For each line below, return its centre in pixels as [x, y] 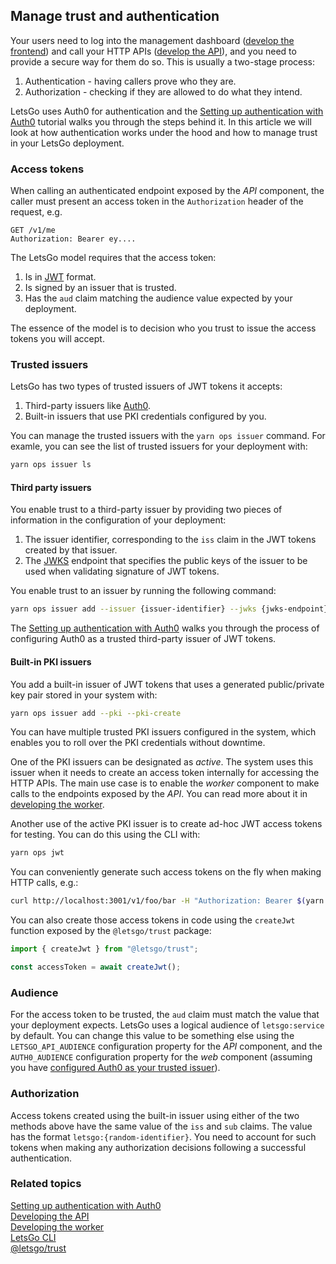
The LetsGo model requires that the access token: [113, 258]
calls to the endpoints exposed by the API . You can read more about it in [159, 794]
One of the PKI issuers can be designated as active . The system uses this [162, 762]
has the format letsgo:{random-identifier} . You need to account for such [163, 1136]
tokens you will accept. [57, 339]
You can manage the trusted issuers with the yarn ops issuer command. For [168, 436]
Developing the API [50, 1216]
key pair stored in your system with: [84, 695]
